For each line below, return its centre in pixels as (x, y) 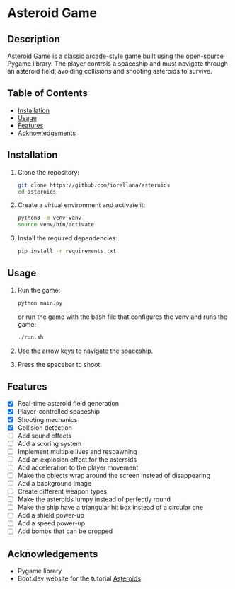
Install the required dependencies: (68, 238)
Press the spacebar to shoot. (60, 364)
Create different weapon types (62, 491)
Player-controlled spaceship (59, 412)
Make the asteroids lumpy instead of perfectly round (94, 499)
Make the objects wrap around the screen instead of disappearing (114, 475)
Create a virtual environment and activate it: (81, 205)
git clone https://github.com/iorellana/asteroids (94, 185)
